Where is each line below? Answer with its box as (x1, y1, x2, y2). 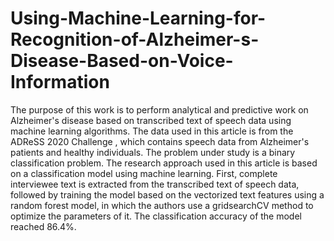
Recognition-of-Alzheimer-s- (10, 28, 260, 51)
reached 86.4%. (10, 220, 77, 232)
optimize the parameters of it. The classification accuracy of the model (10, 210, 302, 222)
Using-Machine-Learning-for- (10, 7, 267, 30)
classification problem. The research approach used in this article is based (10, 157, 318, 169)
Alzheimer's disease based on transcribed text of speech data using (10, 114, 292, 126)
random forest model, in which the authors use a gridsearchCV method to (10, 199, 314, 211)
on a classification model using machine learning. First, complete (10, 167, 278, 179)
